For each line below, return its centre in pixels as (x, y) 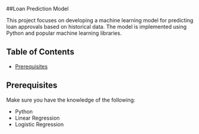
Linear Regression (37, 118)
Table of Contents (40, 52)
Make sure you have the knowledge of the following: (71, 100)
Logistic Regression (39, 124)
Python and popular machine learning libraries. (64, 33)
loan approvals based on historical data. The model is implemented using (97, 27)
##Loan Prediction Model (37, 9)
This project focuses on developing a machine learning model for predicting (100, 20)
